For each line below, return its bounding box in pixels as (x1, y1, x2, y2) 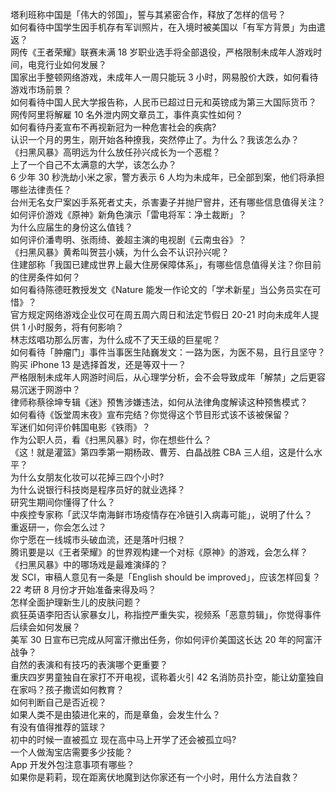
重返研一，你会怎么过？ (10, 521, 107, 533)
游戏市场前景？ (10, 84, 72, 95)
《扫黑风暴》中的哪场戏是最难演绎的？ (10, 559, 168, 570)
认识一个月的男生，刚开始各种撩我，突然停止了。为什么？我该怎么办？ (10, 134, 300, 145)
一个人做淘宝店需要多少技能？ (10, 746, 133, 758)
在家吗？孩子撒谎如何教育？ (10, 684, 125, 695)
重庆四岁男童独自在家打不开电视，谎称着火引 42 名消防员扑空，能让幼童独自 (10, 671, 325, 683)
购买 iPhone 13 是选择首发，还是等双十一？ (10, 359, 187, 370)
